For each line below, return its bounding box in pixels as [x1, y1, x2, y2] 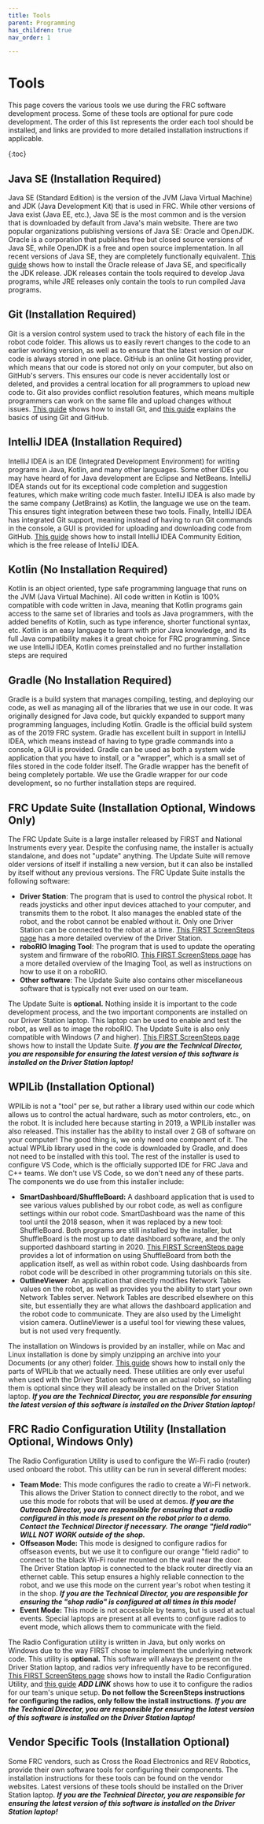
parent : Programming [8, 19, 76, 27]
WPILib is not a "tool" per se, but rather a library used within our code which [8, 1101, 255, 1111]
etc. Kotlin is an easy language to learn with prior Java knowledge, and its [8, 626, 247, 635]
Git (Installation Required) [8, 308, 137, 322]
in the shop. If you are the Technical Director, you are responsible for [19, 1588, 248, 1598]
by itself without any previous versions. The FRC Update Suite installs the [8, 868, 245, 877]
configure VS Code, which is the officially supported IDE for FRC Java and [8, 1160, 248, 1169]
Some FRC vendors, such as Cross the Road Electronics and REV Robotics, [8, 1756, 251, 1766]
